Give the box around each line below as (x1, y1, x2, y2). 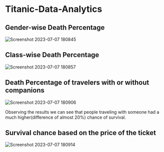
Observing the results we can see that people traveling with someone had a (5, 109, 160, 115)
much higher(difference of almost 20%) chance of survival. (5, 114, 126, 120)
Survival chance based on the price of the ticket (5, 129, 156, 137)
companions (5, 86, 45, 95)
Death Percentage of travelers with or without (5, 78, 150, 87)
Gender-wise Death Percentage (5, 23, 105, 32)
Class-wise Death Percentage (5, 51, 100, 59)
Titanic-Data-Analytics (5, 3, 103, 15)
